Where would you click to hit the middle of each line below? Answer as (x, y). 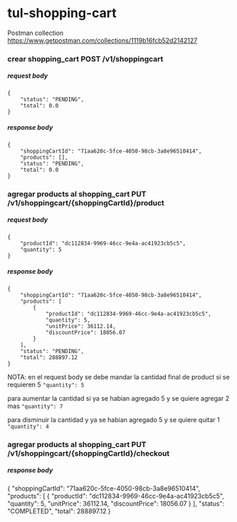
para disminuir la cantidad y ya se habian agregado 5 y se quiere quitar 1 (114, 419)
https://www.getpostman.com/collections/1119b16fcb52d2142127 (102, 40)
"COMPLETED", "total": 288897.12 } (59, 511)
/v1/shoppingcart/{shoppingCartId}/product (86, 203)
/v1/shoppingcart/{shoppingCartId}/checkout (89, 453)
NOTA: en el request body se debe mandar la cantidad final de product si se (118, 377)
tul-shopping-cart (62, 13)
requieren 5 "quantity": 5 (46, 384)
